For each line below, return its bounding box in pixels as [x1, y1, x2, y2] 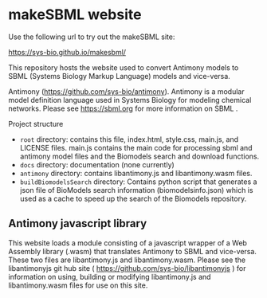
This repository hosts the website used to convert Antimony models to [8, 62, 239, 73]
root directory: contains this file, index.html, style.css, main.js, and [19, 134, 239, 144]
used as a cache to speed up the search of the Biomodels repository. [19, 194, 247, 203]
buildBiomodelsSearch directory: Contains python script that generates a [19, 177, 257, 186]
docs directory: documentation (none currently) [19, 159, 175, 169]
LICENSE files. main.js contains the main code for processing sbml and [19, 143, 253, 152]
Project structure [8, 119, 64, 128]
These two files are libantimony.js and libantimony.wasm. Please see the [8, 255, 245, 265]
